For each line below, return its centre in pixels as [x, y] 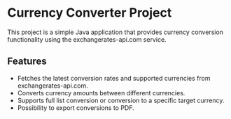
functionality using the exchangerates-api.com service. [87, 39]
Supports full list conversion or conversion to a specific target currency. [121, 100]
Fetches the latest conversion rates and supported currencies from [114, 78]
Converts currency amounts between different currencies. [101, 93]
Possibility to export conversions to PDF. [76, 108]
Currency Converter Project [90, 13]
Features [27, 62]
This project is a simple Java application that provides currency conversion [115, 32]
